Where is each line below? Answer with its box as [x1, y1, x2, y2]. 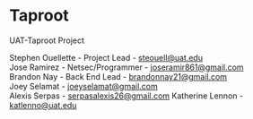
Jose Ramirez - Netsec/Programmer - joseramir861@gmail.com [9, 62, 244, 72]
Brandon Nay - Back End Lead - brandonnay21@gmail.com [9, 71, 227, 81]
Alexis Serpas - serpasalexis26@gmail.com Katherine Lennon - [9, 90, 244, 101]
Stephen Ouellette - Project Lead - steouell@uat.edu [9, 52, 204, 63]
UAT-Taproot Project [9, 35, 85, 46]
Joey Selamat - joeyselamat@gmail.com [9, 81, 159, 91]
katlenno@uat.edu [9, 99, 77, 110]
